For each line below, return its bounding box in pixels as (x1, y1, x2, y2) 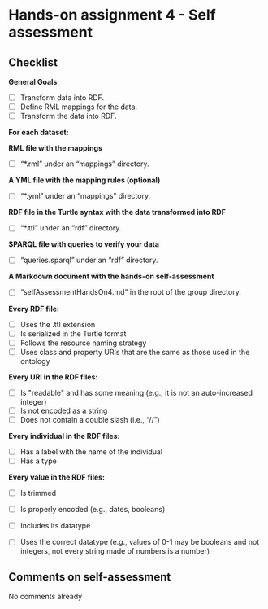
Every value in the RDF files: (8, 472, 106, 482)
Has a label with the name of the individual (19, 446, 163, 457)
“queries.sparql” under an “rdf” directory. (19, 255, 158, 265)
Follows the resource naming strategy (19, 338, 147, 348)
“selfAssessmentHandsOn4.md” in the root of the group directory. (19, 287, 241, 297)
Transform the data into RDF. (19, 112, 117, 121)
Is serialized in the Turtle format (19, 328, 127, 339)
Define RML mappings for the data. (19, 102, 138, 112)
